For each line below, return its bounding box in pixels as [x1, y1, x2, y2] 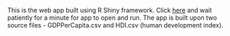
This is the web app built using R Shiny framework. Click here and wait [7, 6, 212, 14]
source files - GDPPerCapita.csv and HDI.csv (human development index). [7, 21, 224, 29]
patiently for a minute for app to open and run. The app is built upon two [7, 13, 217, 22]
